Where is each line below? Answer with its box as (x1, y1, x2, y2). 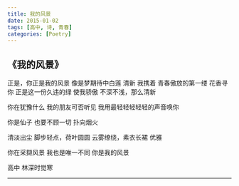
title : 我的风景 (7, 10, 51, 18)
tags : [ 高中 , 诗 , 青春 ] (7, 24, 73, 31)
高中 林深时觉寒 (7, 163, 53, 172)
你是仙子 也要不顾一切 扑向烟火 (7, 118, 98, 127)
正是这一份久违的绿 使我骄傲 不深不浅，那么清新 (15, 88, 156, 96)
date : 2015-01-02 (7, 17, 59, 24)
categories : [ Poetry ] (7, 30, 72, 38)
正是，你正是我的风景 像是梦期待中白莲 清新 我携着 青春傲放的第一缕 (7, 79, 208, 88)
